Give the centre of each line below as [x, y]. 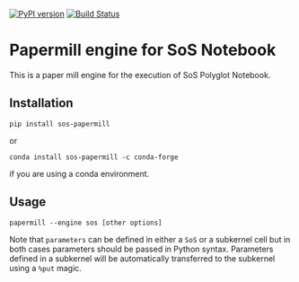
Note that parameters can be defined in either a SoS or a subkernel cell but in [150, 239]
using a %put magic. [46, 268]
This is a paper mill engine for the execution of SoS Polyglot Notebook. [140, 75]
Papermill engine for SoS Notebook [143, 50]
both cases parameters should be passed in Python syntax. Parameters [141, 249]
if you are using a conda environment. [79, 173]
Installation [41, 103]
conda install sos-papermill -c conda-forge [94, 157]
